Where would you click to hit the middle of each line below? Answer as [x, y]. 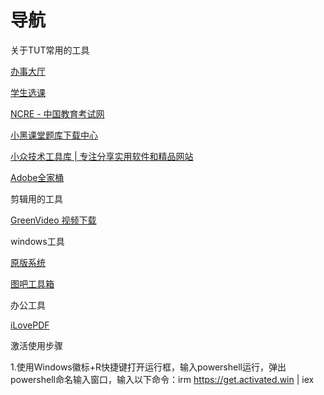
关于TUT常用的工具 [50, 50]
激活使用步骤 [36, 345]
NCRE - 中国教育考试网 [57, 113]
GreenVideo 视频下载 [53, 220]
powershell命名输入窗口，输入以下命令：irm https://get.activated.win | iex [162, 379]
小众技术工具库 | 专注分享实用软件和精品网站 [102, 156]
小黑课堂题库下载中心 [54, 135]
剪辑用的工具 [36, 198]
